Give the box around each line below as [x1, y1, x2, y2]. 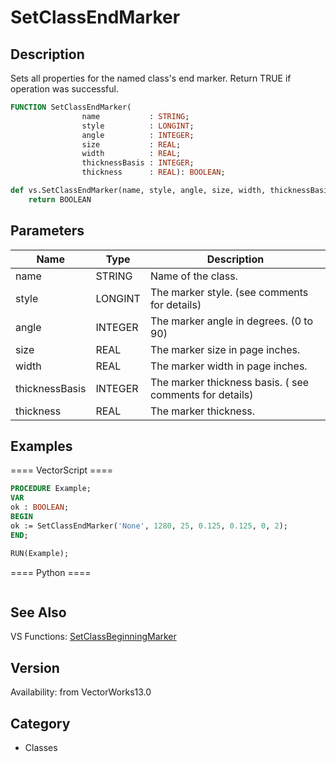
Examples [10, 437, 73, 455]
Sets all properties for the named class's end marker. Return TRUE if [10, 72, 292, 84]
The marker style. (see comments [149, 285, 309, 299]
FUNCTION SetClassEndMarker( [10, 102, 132, 112]
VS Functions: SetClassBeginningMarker [10, 631, 177, 643]
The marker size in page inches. [149, 342, 301, 356]
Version [10, 659, 60, 676]
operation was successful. [10, 83, 119, 95]
